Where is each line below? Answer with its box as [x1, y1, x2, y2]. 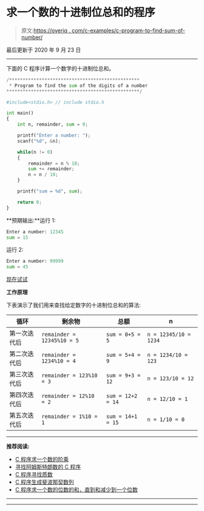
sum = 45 [6, 264, 29, 270]
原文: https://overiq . [21, 27, 71, 34]
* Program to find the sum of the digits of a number [8, 83, 148, 89]
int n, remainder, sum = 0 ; [17, 122, 88, 128]
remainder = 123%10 [41, 372, 98, 379]
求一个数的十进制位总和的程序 [6, 5, 156, 19]
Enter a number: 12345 [6, 228, 64, 235]
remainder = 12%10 [41, 393, 95, 400]
